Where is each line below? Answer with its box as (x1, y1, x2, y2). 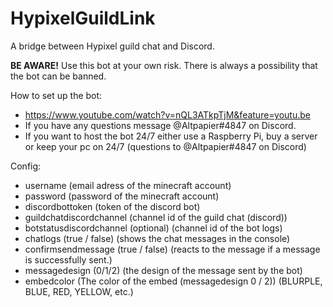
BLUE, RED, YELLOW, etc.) (24, 285, 134, 297)
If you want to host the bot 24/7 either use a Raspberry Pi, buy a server (24, 130, 318, 142)
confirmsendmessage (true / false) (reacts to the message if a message (24, 243, 321, 255)
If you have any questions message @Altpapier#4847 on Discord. (24, 119, 297, 131)
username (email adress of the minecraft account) (24, 179, 232, 191)
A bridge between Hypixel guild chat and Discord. (10, 40, 215, 52)
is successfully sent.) (24, 253, 113, 266)
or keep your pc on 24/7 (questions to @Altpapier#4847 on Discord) (24, 140, 307, 152)
